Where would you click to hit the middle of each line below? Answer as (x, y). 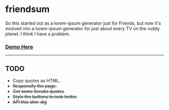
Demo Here (19, 47)
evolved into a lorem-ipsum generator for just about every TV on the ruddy (82, 28)
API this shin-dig (29, 102)
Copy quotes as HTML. (36, 81)
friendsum (27, 9)
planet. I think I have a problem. (38, 34)
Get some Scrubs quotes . (39, 91)
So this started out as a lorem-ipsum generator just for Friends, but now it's (83, 23)
